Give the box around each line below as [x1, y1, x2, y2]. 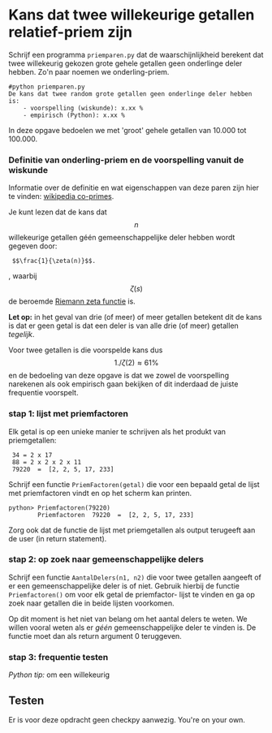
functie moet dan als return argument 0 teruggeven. [8, 631, 183, 640]
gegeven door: [8, 241, 58, 251]
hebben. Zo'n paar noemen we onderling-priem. [8, 67, 170, 76]
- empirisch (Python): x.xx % [23, 111, 126, 119]
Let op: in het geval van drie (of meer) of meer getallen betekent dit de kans [8, 313, 262, 322]
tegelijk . [8, 330, 35, 339]
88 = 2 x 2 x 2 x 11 [11, 458, 82, 466]
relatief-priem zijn [8, 23, 132, 41]
